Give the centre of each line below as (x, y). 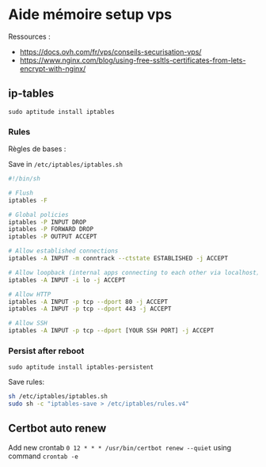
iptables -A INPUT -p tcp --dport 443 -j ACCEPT (90, 309)
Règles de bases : (37, 149)
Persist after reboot (46, 351)
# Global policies (38, 215)
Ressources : (29, 36)
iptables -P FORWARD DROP (51, 230)
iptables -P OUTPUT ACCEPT (53, 237)
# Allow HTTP (30, 294)
